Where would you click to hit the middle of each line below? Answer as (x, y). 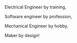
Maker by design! (22, 35)
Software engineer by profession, (38, 16)
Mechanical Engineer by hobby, (37, 26)
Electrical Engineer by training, (36, 7)
